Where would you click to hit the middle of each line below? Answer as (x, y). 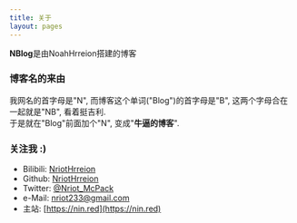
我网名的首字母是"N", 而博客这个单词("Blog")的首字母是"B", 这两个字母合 (145, 100)
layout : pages (36, 26)
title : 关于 (30, 18)
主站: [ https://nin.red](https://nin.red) (92, 208)
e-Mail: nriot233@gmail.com (76, 198)
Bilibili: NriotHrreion (59, 170)
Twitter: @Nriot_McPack (68, 189)
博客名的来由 (38, 79)
